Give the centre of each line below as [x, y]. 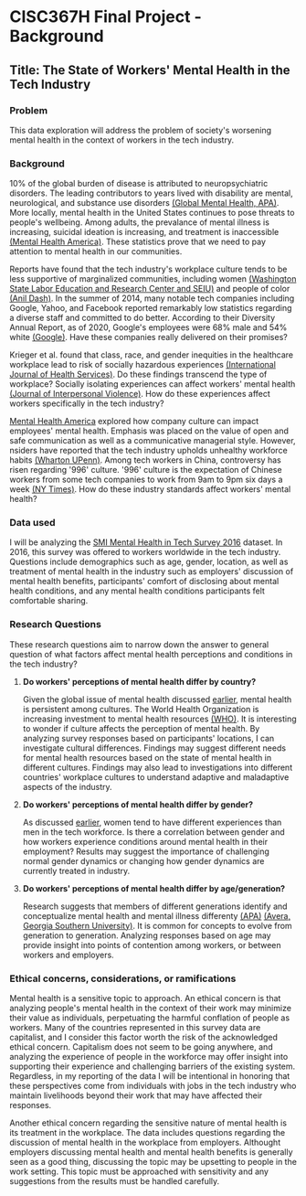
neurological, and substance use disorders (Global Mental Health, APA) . [144, 203]
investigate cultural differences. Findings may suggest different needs [154, 748]
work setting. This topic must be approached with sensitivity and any [139, 1171]
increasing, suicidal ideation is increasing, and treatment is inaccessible [144, 232]
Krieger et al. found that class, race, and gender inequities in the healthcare [152, 355]
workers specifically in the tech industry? [87, 403]
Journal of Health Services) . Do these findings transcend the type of [138, 374]
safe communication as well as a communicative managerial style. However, [153, 441]
